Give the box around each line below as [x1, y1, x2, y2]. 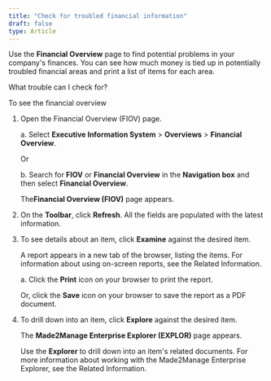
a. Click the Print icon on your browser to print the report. [20, 274, 213, 285]
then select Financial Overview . [20, 178, 129, 188]
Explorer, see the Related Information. [20, 364, 147, 374]
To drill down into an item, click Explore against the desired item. [20, 315, 238, 325]
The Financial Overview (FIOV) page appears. [20, 195, 175, 204]
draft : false [8, 20, 53, 28]
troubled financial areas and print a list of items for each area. [8, 67, 216, 77]
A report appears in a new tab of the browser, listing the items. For [20, 250, 243, 261]
